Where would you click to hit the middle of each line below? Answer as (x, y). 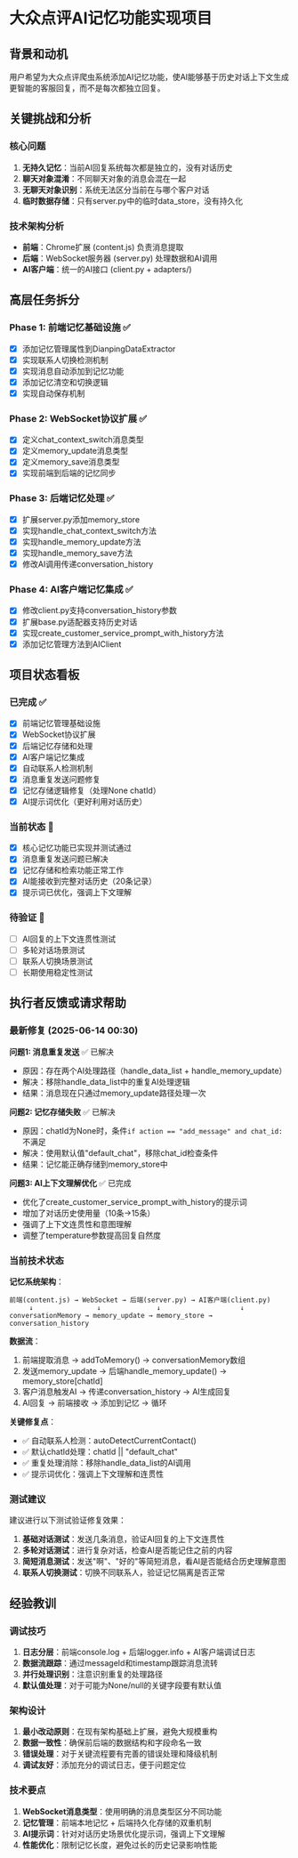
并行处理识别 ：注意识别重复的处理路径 (92, 1674)
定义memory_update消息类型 (75, 451)
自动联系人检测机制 (57, 768)
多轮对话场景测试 (53, 949)
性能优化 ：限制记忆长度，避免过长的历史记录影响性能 (120, 1845)
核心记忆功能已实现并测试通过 (77, 848)
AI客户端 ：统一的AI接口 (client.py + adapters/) (107, 269)
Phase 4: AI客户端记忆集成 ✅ (71, 590)
